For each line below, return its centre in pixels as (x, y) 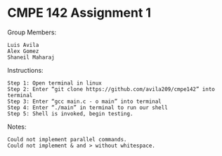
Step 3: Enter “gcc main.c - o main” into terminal (84, 101)
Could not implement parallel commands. (67, 139)
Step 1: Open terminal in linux (54, 83)
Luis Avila (23, 45)
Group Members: (32, 32)
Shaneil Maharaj (31, 57)
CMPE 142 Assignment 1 (79, 13)
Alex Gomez (23, 51)
